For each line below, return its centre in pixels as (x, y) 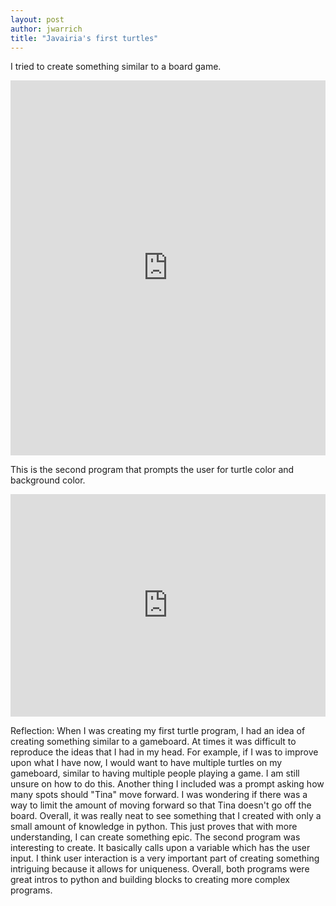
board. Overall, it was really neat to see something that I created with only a (166, 816)
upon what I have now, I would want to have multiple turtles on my (146, 763)
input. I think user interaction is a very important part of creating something (165, 858)
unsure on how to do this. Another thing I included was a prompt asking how (167, 784)
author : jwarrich (46, 29)
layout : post (37, 19)
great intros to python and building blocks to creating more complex (150, 880)
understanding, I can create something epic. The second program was (155, 837)
